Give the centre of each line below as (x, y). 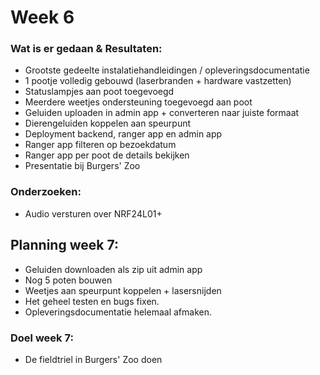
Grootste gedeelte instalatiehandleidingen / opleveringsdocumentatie (167, 70)
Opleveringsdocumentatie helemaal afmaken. (118, 312)
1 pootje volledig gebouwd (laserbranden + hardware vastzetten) (158, 81)
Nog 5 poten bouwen (68, 280)
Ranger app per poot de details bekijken (107, 155)
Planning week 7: (64, 245)
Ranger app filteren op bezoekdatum (100, 145)
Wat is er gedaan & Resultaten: (86, 49)
